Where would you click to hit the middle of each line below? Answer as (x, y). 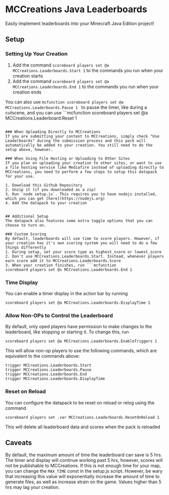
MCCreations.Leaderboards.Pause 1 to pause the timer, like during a (76, 107)
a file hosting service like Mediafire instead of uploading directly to (85, 167)
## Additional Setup (27, 216)
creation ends (27, 92)
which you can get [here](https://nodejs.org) (55, 198)
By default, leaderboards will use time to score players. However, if (82, 238)
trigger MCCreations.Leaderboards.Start (49, 365)
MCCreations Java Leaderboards (76, 9)
